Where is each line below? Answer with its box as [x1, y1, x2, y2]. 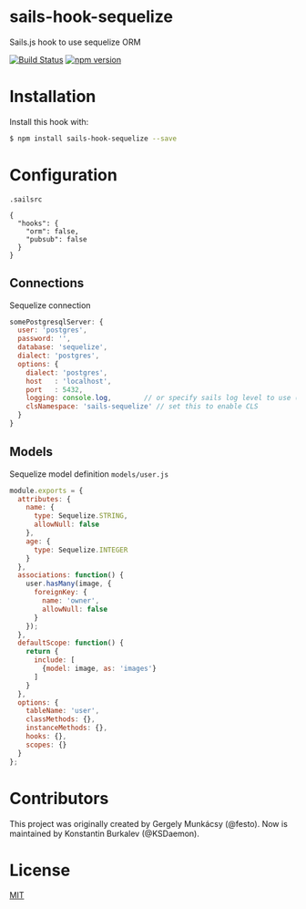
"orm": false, [25, 226, 79, 236]
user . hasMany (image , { [25, 579, 112, 589]
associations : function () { [17, 571, 125, 580]
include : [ [33, 656, 76, 665]
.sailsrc [9, 194, 43, 204]
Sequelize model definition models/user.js [9, 468, 169, 480]
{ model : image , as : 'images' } [42, 664, 157, 674]
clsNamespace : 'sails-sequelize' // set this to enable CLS [25, 402, 259, 411]
